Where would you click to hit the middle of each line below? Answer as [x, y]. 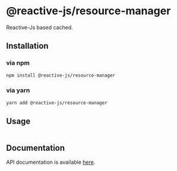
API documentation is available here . [51, 162]
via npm [18, 63]
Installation [27, 46]
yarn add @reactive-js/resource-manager [57, 103]
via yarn [18, 90]
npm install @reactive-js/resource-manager [61, 75]
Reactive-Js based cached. [39, 27]
